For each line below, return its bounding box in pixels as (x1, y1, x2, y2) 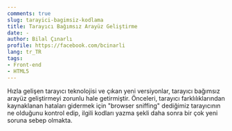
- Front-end (7, 61, 42, 68)
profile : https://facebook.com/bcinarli (7, 42, 126, 49)
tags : (7, 55, 23, 62)
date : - (7, 29, 30, 37)
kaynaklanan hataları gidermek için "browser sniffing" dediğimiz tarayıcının (7, 101, 221, 110)
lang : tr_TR (7, 49, 42, 56)
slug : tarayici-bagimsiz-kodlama (7, 17, 104, 23)
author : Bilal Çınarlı (7, 36, 73, 43)
